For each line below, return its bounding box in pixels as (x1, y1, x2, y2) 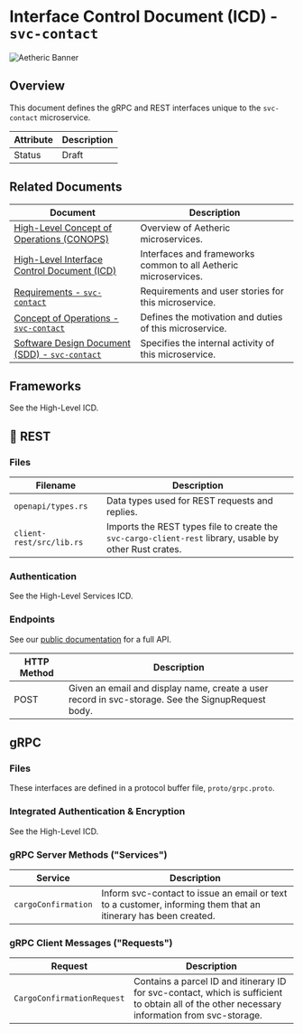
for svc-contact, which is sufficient (133, 987, 282, 1000)
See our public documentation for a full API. (9, 634, 172, 644)
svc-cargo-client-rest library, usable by (106, 531, 280, 544)
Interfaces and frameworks (140, 247, 255, 259)
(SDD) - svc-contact (14, 348, 102, 361)
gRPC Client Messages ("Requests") (9, 936, 173, 949)
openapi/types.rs (14, 502, 88, 512)
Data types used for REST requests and (106, 494, 273, 507)
